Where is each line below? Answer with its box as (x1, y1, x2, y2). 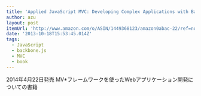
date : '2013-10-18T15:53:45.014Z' (6, 31, 93, 37)
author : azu (6, 14, 36, 20)
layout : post (6, 20, 39, 26)
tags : (6, 36, 20, 42)
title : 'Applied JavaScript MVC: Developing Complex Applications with (6, 8, 188, 15)
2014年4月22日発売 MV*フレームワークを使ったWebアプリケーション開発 (6, 76, 188, 83)
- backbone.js (11, 48, 47, 54)
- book (11, 58, 28, 64)
